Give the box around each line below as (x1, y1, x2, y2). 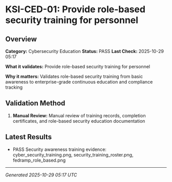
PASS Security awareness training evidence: (12, 146, 106, 152)
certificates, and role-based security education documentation (12, 118, 145, 124)
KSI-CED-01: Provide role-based (5, 4, 146, 15)
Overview (5, 35, 37, 43)
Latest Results (5, 133, 52, 141)
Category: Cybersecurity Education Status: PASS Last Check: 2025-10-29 (5, 48, 164, 54)
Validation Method (5, 99, 66, 108)
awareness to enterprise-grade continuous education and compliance (5, 79, 153, 85)
